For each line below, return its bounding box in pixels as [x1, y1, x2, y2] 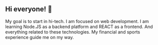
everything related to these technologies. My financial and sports [5, 28, 140, 35]
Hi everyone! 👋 [5, 5, 52, 13]
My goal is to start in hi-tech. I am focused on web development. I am [5, 18, 149, 24]
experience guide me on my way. [5, 34, 74, 40]
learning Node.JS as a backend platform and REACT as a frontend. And [5, 23, 153, 29]
